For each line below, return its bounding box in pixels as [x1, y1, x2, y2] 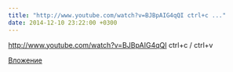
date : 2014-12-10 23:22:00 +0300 [8, 19, 118, 27]
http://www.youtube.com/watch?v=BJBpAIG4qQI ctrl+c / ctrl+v [8, 40, 213, 49]
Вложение [8, 56, 43, 65]
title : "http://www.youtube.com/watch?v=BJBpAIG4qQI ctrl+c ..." [8, 11, 226, 20]
